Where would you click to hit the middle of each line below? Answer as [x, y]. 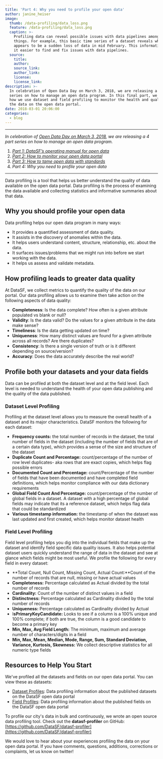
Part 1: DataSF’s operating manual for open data [61, 151]
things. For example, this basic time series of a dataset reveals [83, 41]
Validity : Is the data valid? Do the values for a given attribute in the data [84, 320]
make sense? [25, 326]
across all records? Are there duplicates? [53, 341]
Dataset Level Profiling [32, 406]
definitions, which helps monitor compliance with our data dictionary [81, 483]
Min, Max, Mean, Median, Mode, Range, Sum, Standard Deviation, [80, 639]
